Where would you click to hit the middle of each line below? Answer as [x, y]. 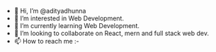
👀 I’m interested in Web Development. [69, 18]
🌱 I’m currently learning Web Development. [76, 26]
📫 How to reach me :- [46, 41]
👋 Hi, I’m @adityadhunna [50, 11]
